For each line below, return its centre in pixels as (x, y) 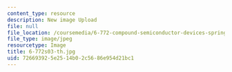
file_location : (29, 33)
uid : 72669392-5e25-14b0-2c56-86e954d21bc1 (71, 58)
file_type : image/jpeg (40, 39)
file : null (23, 26)
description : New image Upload (52, 20)
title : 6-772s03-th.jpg (41, 52)
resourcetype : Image (37, 45)
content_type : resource (41, 13)
